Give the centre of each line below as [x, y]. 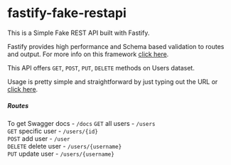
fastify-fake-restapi [67, 13]
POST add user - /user [39, 138]
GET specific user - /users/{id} [53, 131]
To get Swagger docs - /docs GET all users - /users [81, 123]
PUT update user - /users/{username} [61, 154]
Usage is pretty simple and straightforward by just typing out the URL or [113, 81]
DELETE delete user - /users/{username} [65, 146]
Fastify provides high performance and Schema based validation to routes [116, 46]
